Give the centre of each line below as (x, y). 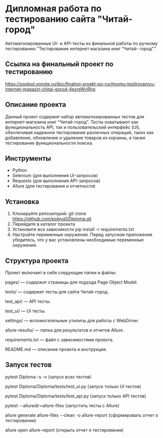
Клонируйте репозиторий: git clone (49, 214)
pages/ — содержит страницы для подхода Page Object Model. (72, 282)
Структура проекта (37, 261)
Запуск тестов (28, 365)
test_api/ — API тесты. (28, 301)
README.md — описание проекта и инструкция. (56, 349)
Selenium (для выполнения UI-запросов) (55, 176)
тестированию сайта (50, 19)
